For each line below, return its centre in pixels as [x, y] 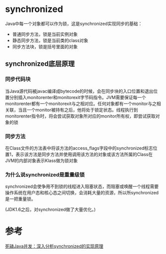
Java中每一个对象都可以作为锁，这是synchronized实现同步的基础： [74, 23]
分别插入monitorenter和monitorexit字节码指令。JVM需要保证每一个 [78, 97]
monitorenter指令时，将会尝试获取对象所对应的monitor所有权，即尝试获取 [80, 116]
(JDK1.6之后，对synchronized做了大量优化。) [50, 210]
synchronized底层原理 [40, 64]
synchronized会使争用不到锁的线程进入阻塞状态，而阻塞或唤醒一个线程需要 [82, 187]
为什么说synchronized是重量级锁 [45, 174]
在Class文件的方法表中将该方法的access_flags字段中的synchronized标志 [79, 148]
